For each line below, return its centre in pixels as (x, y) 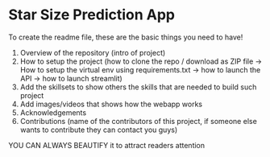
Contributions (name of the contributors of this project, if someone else (139, 121)
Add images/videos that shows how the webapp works (111, 104)
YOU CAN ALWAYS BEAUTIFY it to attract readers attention (107, 145)
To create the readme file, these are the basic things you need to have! (126, 37)
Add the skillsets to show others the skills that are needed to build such (138, 87)
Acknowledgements (53, 112)
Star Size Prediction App (92, 15)
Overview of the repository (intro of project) (93, 52)
